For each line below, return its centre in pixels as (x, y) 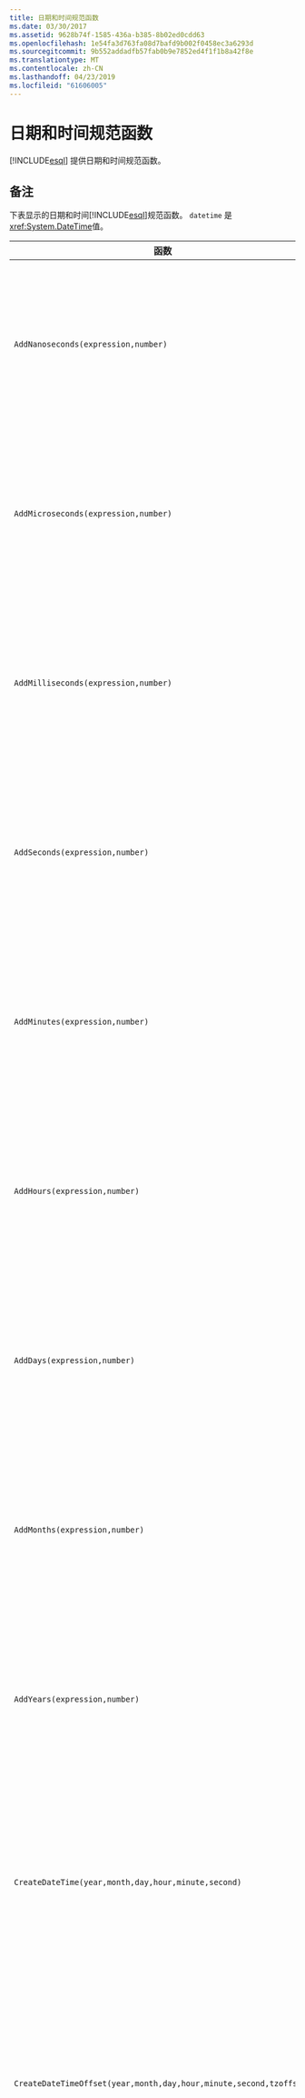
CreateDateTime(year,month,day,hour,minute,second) (128, 1882)
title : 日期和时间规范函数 (54, 18)
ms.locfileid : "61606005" (58, 85)
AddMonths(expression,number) (79, 1530)
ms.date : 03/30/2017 (49, 26)
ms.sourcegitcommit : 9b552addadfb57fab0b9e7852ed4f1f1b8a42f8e (132, 52)
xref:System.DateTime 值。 (59, 226)
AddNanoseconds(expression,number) (91, 345)
